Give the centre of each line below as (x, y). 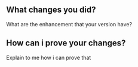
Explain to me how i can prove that (49, 57)
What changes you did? (51, 10)
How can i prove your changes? (66, 43)
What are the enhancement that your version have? (69, 24)
